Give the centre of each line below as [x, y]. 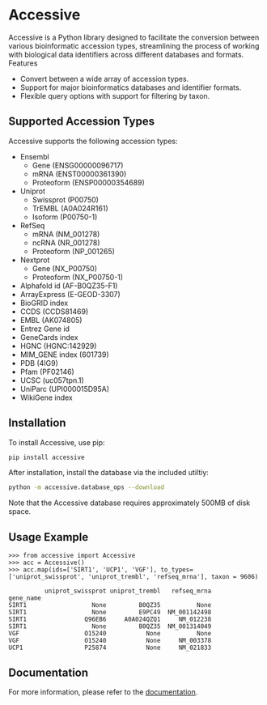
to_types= [177, 570]
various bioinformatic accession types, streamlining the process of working [134, 45]
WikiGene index [46, 397]
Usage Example [49, 537]
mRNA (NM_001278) [66, 234]
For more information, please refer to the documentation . [103, 692]
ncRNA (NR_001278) [66, 242]
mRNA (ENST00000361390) [79, 174]
